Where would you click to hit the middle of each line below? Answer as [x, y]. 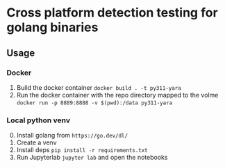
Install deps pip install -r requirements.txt [82, 150]
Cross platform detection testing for [112, 13]
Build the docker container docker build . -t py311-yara [99, 87]
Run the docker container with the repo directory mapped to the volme [117, 95]
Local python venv [39, 120]
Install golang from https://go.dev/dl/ [72, 136]
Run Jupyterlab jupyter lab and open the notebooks [92, 158]
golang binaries [52, 27]
